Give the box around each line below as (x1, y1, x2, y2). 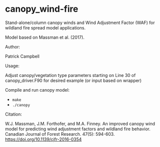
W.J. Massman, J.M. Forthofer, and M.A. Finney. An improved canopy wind (5, 121, 156, 126)
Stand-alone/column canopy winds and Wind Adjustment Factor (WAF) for (5, 20, 155, 25)
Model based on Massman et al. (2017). (5, 34, 85, 40)
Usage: (5, 63, 20, 69)
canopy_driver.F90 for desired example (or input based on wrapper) (5, 77, 142, 83)
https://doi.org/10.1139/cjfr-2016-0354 (5, 136, 82, 142)
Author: (5, 44, 21, 49)
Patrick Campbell (5, 53, 40, 59)
